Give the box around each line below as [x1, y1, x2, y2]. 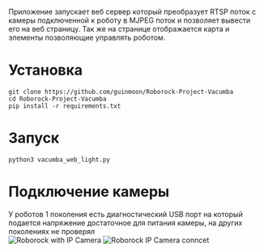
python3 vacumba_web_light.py [8, 156, 111, 164]
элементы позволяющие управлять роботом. [8, 32, 166, 42]
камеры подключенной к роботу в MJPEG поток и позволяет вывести [8, 15, 251, 25]
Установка [8, 61, 83, 79]
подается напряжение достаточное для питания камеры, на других [8, 218, 243, 228]
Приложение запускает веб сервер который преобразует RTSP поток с [8, 7, 257, 16]
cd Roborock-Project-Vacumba [8, 95, 107, 103]
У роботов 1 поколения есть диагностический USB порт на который [8, 209, 243, 219]
